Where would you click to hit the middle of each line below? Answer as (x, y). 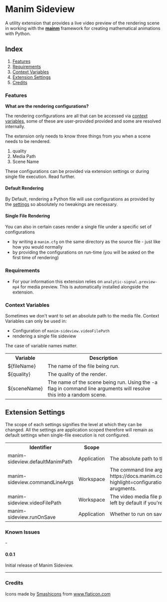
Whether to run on (131, 514)
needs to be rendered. (28, 142)
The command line (132, 469)
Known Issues (23, 532)
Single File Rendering (28, 216)
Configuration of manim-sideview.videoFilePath (61, 331)
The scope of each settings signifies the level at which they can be (74, 424)
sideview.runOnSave (32, 517)
